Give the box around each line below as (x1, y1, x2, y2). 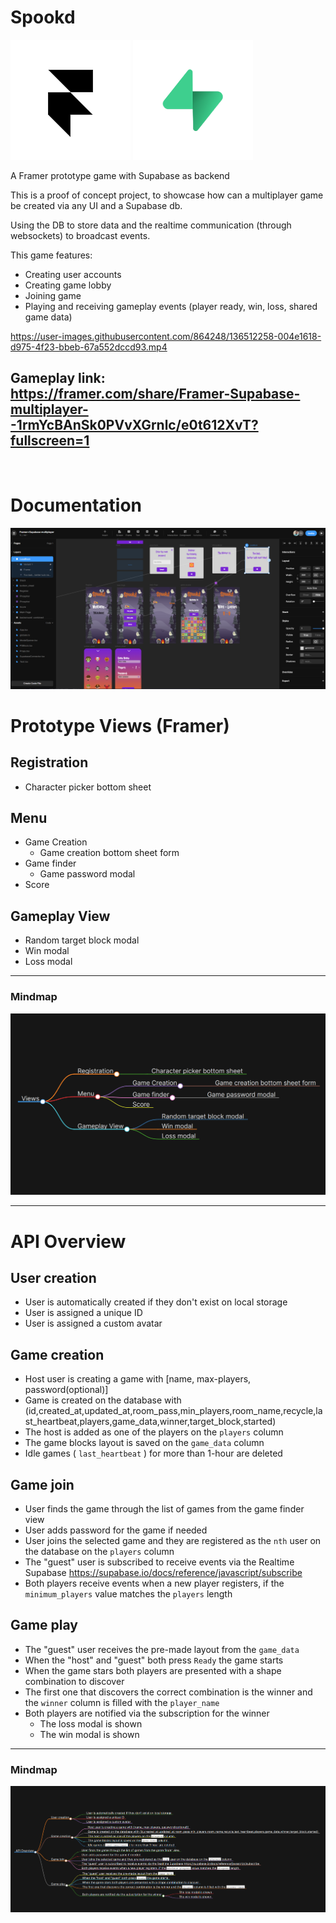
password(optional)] (24, 1384, 109, 1396)
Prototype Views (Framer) (10, 714, 230, 737)
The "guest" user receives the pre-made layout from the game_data (24, 1643, 300, 1655)
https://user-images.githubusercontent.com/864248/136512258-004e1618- (10, 330, 322, 342)
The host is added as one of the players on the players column (24, 1426, 284, 1438)
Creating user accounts (24, 268, 122, 280)
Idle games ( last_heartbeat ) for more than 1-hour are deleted (24, 1447, 283, 1460)
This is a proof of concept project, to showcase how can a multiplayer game (10, 189, 324, 201)
